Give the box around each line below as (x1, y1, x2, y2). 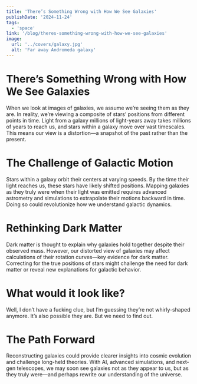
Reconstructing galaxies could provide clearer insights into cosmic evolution (6, 352, 192, 359)
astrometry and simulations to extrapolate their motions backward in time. (6, 194, 186, 201)
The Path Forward (6, 333, 96, 346)
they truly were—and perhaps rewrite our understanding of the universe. (6, 371, 183, 378)
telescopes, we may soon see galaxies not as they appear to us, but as (17, 365, 189, 372)
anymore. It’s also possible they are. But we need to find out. (6, 312, 153, 319)
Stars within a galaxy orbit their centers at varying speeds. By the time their (6, 176, 189, 183)
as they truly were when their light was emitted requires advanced (6, 188, 167, 195)
